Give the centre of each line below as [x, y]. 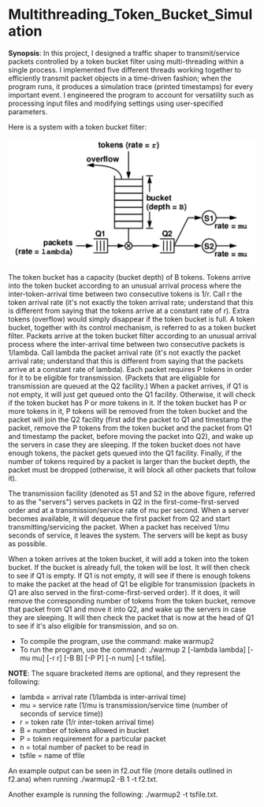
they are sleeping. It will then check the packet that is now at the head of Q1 [131, 617]
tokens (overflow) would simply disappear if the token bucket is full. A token [131, 319]
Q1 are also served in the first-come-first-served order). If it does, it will [124, 592]
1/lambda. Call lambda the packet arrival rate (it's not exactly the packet [125, 352]
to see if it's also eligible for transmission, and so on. [93, 626]
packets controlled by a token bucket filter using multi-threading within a [126, 61]
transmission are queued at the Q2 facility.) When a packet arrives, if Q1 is [128, 386]
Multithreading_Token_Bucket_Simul [130, 15]
